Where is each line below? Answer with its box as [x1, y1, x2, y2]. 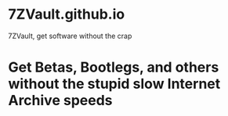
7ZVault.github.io [8, 5, 125, 23]
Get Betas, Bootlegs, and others [8, 58, 219, 76]
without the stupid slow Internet [8, 76, 221, 93]
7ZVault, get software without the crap [8, 31, 132, 40]
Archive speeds [8, 92, 113, 110]
